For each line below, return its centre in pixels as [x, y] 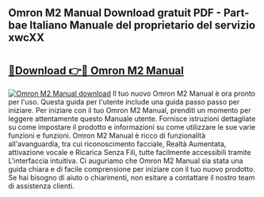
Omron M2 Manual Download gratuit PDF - [115, 13]
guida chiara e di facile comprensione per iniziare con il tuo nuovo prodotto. [132, 169]
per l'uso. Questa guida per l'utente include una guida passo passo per [124, 102]
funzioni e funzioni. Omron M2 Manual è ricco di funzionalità [107, 135]
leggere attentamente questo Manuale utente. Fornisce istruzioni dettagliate [132, 119]
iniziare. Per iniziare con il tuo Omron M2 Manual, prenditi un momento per [130, 110]
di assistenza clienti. [41, 186]
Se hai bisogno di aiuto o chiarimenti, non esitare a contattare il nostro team [132, 178]
